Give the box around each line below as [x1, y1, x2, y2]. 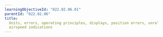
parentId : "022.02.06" [4, 12, 51, 16]
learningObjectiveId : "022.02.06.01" [4, 7, 81, 12]
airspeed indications [9, 25, 53, 30]
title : [4, 16, 18, 21]
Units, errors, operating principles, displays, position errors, [9, 20, 146, 25]
